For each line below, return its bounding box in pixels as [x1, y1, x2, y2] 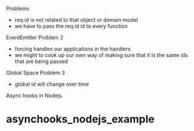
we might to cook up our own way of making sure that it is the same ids [14, 52, 188, 58]
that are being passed [14, 58, 68, 65]
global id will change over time [14, 80, 90, 88]
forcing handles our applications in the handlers [14, 45, 131, 52]
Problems [6, 5, 29, 12]
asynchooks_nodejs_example [6, 113, 155, 126]
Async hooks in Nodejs [6, 92, 63, 99]
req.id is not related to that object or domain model [14, 16, 139, 23]
